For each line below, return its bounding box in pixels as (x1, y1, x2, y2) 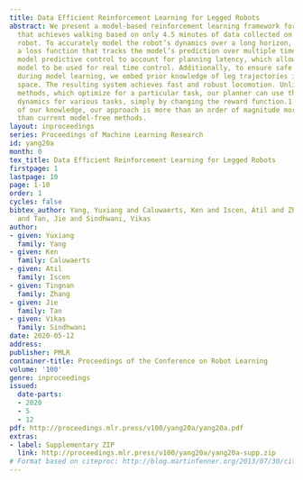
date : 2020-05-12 (9, 331, 75, 340)
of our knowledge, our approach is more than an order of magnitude (17, 105, 280, 114)
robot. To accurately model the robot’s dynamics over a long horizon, (17, 38, 293, 48)
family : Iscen (17, 273, 70, 282)
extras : (9, 431, 39, 441)
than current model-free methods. (17, 113, 147, 122)
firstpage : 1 (9, 164, 59, 173)
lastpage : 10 (9, 172, 59, 181)
